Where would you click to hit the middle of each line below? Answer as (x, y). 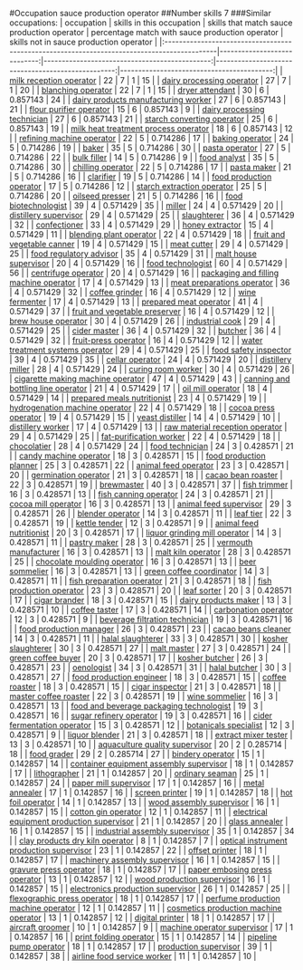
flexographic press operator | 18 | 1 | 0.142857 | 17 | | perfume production (145, 898)
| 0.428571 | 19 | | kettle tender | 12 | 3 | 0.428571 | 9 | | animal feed (134, 523)
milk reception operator (53, 80)
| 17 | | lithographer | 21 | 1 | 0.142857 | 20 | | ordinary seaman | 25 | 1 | (139, 773)
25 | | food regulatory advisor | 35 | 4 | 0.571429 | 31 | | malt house (133, 254)
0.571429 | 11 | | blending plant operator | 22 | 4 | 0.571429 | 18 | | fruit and (147, 234)
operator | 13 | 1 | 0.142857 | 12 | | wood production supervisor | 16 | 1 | (140, 879)
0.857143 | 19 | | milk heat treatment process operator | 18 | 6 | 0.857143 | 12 (151, 129)
